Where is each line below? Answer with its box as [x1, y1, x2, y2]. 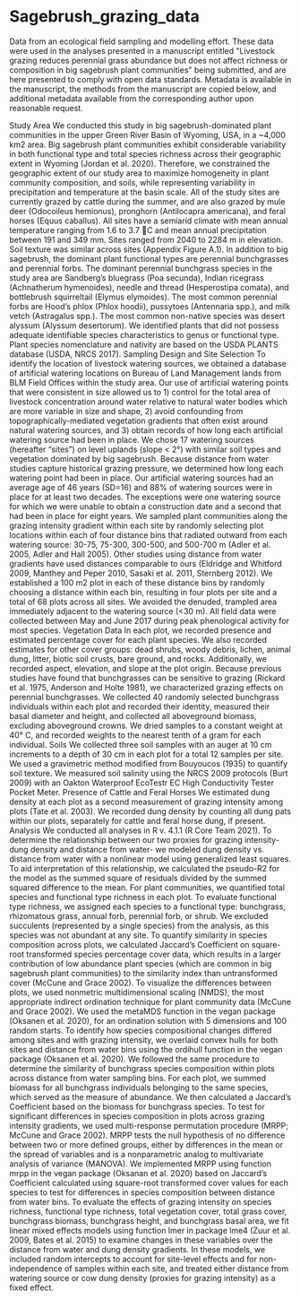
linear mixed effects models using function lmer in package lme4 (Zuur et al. [9, 1225, 291, 1235]
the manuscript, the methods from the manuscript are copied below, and [9, 83, 277, 94]
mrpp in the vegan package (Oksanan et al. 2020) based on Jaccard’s [9, 1167, 268, 1178]
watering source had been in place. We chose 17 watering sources [9, 434, 255, 445]
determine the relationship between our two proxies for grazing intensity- [9, 834, 280, 845]
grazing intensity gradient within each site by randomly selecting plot [9, 520, 264, 531]
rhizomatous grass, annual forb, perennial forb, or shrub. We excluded [9, 910, 269, 921]
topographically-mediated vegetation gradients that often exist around [9, 415, 269, 426]
